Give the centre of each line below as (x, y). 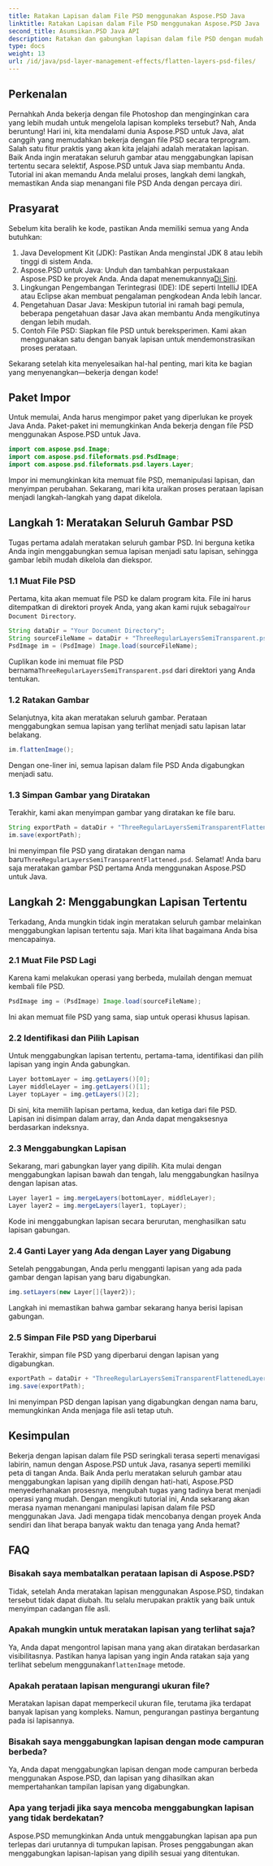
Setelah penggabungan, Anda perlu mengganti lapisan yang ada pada (125, 1269)
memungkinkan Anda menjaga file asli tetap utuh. (91, 1410)
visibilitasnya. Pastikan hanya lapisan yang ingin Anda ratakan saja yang (129, 1655)
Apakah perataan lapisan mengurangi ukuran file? (109, 1685)
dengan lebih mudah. (56, 321)
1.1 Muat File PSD (42, 581)
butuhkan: (25, 237)
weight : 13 (27, 54)
